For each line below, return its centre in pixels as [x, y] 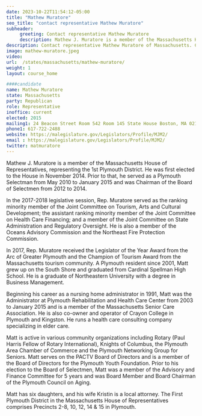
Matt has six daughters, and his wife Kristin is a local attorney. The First [95, 394]
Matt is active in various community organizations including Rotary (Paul [96, 337]
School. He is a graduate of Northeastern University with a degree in [91, 276]
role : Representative [33, 107]
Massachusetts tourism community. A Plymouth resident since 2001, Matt [97, 263]
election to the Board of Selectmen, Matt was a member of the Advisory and [101, 369]
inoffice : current [29, 112]
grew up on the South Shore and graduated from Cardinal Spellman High [96, 269]
